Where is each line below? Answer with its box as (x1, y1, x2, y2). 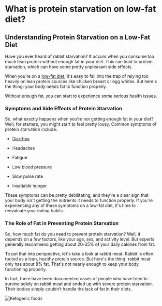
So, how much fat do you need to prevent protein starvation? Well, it (5, 231, 141, 237)
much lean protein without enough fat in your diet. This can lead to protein (5, 59, 153, 64)
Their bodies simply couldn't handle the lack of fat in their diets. (5, 286, 132, 292)
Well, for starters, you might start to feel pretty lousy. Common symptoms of (5, 121, 157, 127)
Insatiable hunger (12, 183, 47, 189)
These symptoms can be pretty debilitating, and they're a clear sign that (5, 192, 149, 198)
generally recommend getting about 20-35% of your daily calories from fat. (5, 241, 156, 247)
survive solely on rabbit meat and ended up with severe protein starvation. (5, 281, 153, 287)
